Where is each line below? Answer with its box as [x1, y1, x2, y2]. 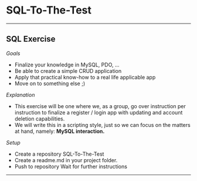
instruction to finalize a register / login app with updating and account [14, 109, 183, 116]
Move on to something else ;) [14, 80, 86, 87]
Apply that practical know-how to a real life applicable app [14, 73, 156, 81]
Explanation [6, 91, 35, 98]
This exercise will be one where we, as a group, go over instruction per [14, 102, 186, 109]
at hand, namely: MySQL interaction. [14, 128, 105, 135]
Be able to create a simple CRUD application [14, 67, 122, 74]
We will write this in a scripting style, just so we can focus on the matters [14, 121, 191, 128]
